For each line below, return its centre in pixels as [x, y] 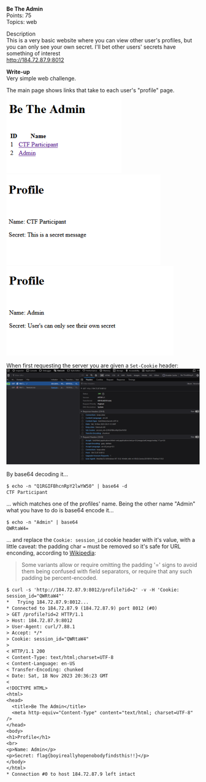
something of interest [33, 53]
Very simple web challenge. [41, 78]
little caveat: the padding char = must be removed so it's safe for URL [93, 547]
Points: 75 [19, 15]
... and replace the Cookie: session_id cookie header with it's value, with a [101, 540]
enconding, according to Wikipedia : [51, 553]
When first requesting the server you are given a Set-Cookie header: [93, 366]
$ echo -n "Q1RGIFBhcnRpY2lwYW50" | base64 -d [67, 487]
